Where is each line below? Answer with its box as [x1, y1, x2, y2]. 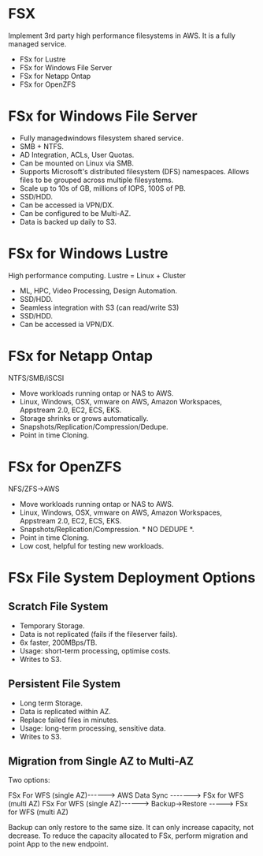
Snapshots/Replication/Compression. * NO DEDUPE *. [19, 524, 194, 534]
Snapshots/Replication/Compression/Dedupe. [19, 422, 169, 431]
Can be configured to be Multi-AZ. [19, 208, 131, 218]
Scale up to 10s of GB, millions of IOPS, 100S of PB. [19, 183, 187, 193]
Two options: [8, 776, 50, 785]
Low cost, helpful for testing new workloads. [19, 541, 165, 550]
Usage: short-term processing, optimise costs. [19, 646, 171, 655]
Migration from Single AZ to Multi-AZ [8, 754, 194, 768]
